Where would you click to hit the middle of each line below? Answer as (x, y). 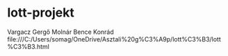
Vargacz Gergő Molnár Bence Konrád (61, 32)
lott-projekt (41, 13)
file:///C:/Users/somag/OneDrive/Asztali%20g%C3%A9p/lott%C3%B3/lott (114, 39)
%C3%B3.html (28, 46)
